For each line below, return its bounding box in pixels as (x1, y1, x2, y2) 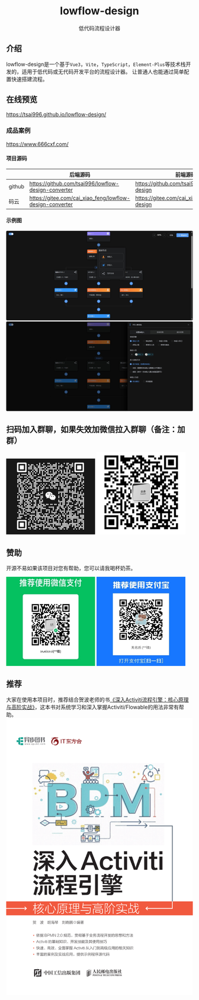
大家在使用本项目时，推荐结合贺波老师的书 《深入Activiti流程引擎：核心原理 (6, 696, 189, 703)
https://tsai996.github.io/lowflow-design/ (6, 111, 107, 118)
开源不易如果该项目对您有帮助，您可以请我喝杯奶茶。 (6, 565, 136, 572)
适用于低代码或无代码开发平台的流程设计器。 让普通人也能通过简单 (21, 68, 184, 75)
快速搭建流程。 (11, 76, 48, 83)
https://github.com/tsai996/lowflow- (29, 180, 120, 187)
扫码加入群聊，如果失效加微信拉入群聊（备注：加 (6, 424, 185, 435)
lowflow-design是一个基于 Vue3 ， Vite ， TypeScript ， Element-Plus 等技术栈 (6, 61, 186, 68)
